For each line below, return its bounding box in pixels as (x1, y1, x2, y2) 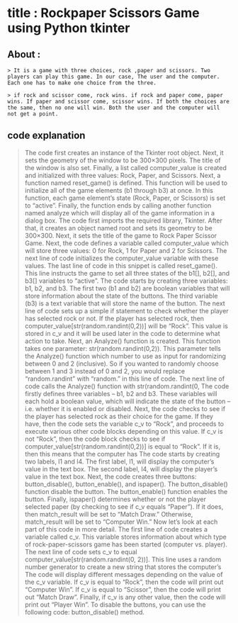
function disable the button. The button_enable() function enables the (24, 487, 228, 495)
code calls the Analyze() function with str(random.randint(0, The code (24, 381, 229, 391)
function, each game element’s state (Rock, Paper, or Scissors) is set (24, 193, 226, 202)
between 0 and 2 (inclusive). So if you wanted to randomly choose (24, 359, 219, 368)
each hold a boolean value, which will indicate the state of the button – (24, 397, 231, 405)
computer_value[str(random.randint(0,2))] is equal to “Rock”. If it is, (24, 442, 221, 451)
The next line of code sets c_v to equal (24, 547, 137, 556)
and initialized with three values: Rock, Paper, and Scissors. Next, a (24, 171, 221, 179)
